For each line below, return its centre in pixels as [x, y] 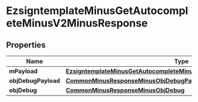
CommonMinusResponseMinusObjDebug [125, 90]
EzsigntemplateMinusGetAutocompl [97, 11]
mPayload [24, 71]
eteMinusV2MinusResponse [77, 23]
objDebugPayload [35, 81]
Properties [26, 45]
